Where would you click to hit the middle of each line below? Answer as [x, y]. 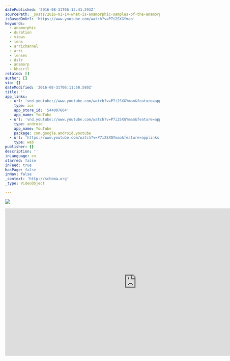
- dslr [16, 60]
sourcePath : [17, 14]
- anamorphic [23, 28]
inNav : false [18, 174]
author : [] [16, 78]
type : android [28, 124]
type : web [24, 142]
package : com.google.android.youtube [53, 133]
